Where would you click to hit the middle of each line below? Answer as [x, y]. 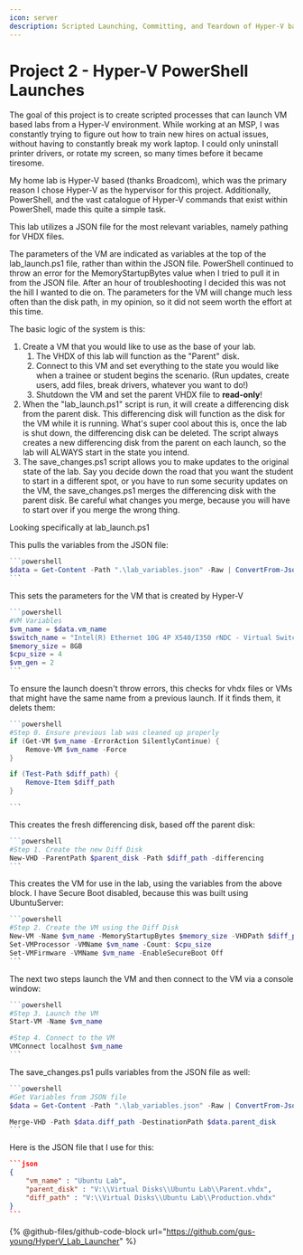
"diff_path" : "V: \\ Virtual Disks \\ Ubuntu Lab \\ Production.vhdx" [151, 1198]
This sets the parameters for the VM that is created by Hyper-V [126, 596]
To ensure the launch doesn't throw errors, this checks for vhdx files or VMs [151, 689]
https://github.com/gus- [211, 1231]
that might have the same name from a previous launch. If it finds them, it [145, 698]
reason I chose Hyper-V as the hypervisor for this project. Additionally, [140, 190]
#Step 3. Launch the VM [54, 1014]
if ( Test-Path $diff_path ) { [64, 774]
